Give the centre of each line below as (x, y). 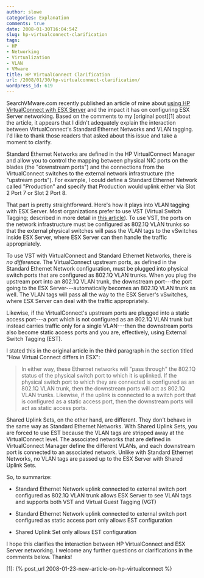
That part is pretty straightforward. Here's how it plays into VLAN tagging (98, 205)
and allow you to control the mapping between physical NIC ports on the (97, 160)
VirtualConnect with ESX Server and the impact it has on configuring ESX (98, 110)
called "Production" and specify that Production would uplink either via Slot (101, 186)
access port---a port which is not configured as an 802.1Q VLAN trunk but (100, 319)
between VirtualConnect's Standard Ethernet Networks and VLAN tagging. (100, 129)
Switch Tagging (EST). (34, 339)
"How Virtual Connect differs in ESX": (53, 357)
